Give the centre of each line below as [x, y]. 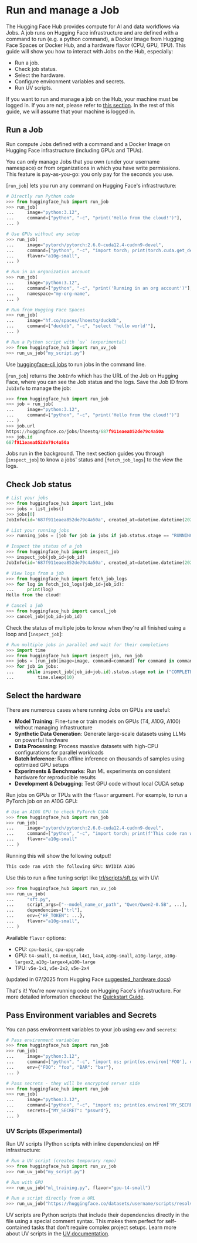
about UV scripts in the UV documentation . [58, 1234]
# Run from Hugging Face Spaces [45, 310]
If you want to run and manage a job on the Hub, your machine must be [92, 99]
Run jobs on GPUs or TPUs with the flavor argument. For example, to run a [97, 794]
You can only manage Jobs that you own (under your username [83, 161]
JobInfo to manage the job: [39, 388]
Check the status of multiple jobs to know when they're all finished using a [96, 627]
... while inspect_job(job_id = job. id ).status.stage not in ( [87, 672]
